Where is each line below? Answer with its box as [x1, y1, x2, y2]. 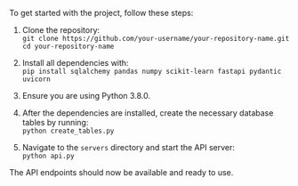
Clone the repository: [21, 25, 101, 35]
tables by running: [21, 117, 89, 127]
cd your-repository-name [21, 42, 115, 51]
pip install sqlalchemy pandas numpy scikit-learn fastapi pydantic [21, 67, 282, 76]
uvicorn [21, 75, 51, 84]
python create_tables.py [21, 126, 115, 135]
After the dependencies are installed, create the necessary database [21, 108, 274, 118]
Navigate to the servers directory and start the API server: [21, 142, 236, 152]
